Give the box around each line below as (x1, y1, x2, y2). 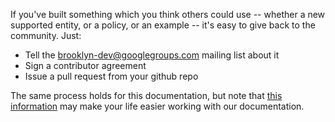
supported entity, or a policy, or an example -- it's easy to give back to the (10, 19, 316, 31)
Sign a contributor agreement (24, 60, 147, 71)
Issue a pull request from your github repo (24, 70, 199, 82)
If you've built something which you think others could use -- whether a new (10, 9, 326, 20)
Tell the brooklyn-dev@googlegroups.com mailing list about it (24, 49, 280, 61)
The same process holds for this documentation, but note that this (10, 90, 283, 101)
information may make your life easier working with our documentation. (10, 100, 305, 112)
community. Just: (10, 30, 82, 41)
